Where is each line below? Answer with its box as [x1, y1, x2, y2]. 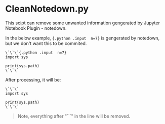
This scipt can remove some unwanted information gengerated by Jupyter [5, 20, 160, 26]
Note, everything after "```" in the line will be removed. [17, 113, 131, 119]
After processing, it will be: [5, 76, 61, 82]
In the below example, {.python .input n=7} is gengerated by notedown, [5, 35, 160, 41]
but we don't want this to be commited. [5, 40, 87, 46]
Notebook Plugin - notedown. [5, 25, 67, 31]
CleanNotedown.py [5, 3, 89, 15]
